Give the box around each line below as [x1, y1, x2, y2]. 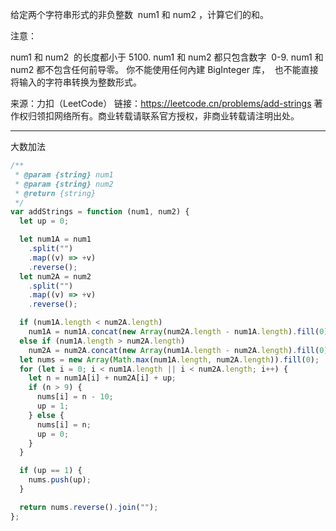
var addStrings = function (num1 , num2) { [10, 207, 190, 217]
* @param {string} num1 [14, 169, 114, 180]
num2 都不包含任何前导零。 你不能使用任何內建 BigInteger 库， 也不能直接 [10, 64, 319, 75]
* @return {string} [14, 188, 97, 198]
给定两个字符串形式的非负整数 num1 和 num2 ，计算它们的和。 [10, 9, 269, 20]
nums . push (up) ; [28, 475, 92, 485]
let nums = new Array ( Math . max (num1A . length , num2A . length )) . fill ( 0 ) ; [19, 354, 320, 365]
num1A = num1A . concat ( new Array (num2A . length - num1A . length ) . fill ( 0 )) [28, 327, 333, 337]
